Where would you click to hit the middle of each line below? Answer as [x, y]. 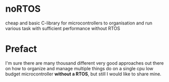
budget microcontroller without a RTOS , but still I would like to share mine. [83, 74]
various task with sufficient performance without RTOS [63, 28]
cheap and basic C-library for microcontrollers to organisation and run [79, 23]
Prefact [21, 49]
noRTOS [23, 9]
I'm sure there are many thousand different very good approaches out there [84, 63]
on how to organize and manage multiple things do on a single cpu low [79, 68]
